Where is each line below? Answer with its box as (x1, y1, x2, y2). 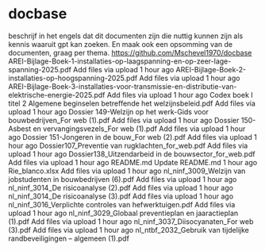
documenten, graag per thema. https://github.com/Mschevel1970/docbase (8, 48, 252, 57)
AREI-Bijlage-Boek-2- (175, 64, 247, 74)
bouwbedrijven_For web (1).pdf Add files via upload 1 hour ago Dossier (8, 115, 240, 125)
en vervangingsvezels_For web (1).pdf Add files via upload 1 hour (33, 124, 246, 133)
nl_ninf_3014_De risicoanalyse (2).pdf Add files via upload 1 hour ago (8, 183, 234, 192)
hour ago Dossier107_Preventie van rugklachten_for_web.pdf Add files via (8, 141, 248, 150)
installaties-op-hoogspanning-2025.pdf (8, 73, 138, 83)
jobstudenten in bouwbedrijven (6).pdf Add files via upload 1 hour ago (8, 174, 237, 183)
